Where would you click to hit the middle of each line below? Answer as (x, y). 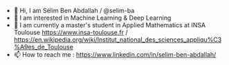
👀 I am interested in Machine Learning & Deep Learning (92, 18)
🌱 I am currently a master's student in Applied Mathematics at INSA (110, 25)
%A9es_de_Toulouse (44, 47)
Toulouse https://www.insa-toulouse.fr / (71, 32)
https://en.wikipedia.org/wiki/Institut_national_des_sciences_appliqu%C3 (118, 40)
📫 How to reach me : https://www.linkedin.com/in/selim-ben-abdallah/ (115, 54)
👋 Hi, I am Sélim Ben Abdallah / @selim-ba (74, 11)
